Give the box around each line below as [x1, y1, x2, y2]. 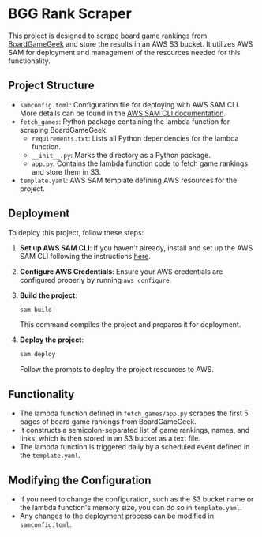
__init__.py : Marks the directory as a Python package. [31, 150, 211, 160]
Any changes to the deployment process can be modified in [19, 511, 215, 520]
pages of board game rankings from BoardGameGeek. [19, 417, 197, 426]
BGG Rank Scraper [8, 5, 132, 23]
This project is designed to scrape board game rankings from [8, 31, 208, 40]
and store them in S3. [31, 167, 101, 176]
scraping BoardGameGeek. [19, 125, 108, 134]
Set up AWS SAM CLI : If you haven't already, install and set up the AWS [19, 242, 253, 253]
